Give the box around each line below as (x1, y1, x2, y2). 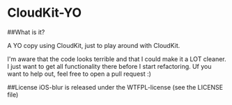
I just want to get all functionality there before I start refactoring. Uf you (7, 62, 212, 70)
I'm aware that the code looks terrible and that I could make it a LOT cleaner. (7, 54, 226, 63)
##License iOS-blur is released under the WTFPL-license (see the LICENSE (7, 83, 224, 91)
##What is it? (7, 28, 45, 36)
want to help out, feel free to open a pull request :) (7, 70, 152, 78)
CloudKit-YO (7, 5, 82, 21)
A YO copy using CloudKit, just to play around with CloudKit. (7, 41, 180, 49)
